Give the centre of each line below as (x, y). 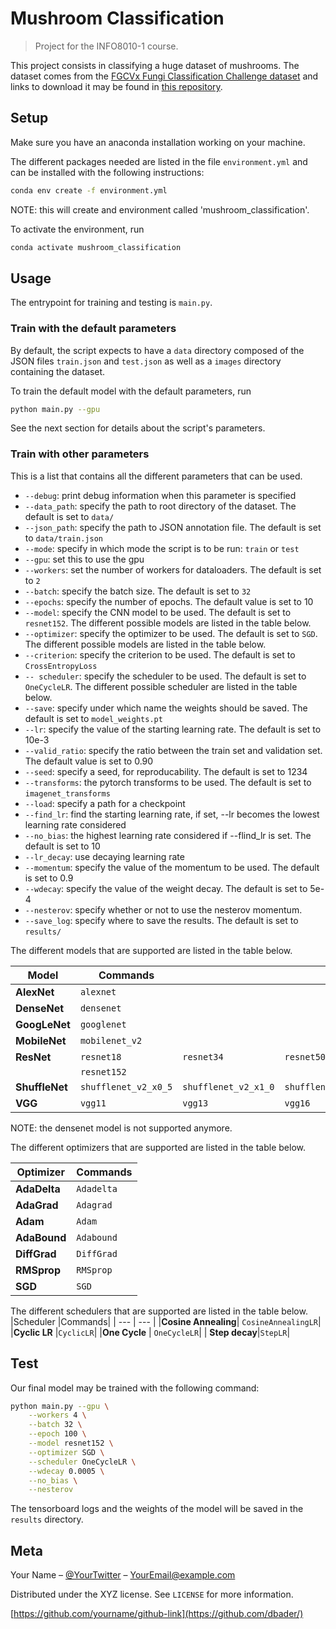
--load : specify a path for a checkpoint (105, 803)
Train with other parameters (80, 454)
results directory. (47, 1519)
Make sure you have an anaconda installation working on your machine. (158, 142)
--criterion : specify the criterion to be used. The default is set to (160, 654)
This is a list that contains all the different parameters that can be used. (156, 476)
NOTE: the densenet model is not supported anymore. (121, 1128)
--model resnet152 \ (71, 1443)
